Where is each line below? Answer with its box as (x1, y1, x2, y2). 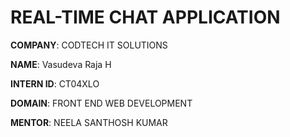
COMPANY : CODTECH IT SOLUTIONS (10, 39, 168, 51)
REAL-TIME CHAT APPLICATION (10, 6, 281, 29)
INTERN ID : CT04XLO (10, 77, 100, 90)
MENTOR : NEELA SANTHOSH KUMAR (10, 116, 168, 128)
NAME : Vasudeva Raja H (10, 58, 112, 70)
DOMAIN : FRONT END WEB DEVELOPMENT (10, 97, 193, 109)
